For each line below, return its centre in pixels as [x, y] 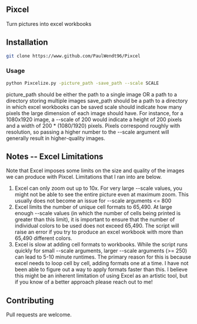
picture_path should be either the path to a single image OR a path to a [92, 94]
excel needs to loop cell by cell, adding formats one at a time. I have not [101, 263]
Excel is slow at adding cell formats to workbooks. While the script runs [101, 245]
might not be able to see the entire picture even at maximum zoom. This [102, 195]
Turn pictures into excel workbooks [49, 24]
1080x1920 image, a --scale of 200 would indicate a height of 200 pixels [94, 119]
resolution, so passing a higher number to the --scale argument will [88, 132]
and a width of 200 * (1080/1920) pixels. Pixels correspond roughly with [93, 125]
